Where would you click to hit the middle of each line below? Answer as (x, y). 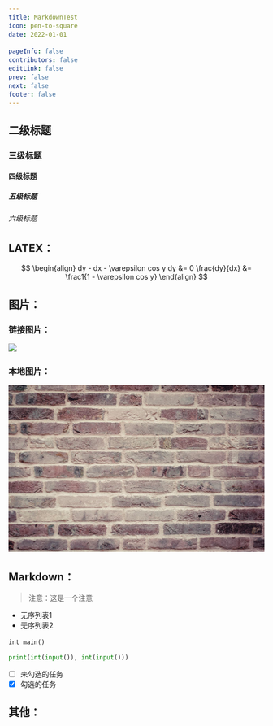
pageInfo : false (36, 52)
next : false (28, 85)
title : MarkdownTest (43, 17)
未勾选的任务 (41, 674)
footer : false (32, 94)
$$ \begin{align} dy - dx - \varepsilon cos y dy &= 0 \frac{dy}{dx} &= (136, 268)
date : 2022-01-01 (38, 34)
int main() (27, 642)
